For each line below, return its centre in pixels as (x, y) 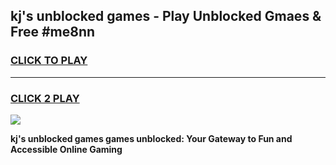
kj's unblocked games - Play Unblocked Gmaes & (166, 16)
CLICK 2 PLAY (45, 98)
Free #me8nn (53, 32)
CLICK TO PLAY (49, 61)
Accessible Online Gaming (66, 149)
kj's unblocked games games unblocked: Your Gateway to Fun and (151, 138)
